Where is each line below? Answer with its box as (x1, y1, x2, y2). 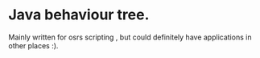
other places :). (8, 40, 59, 50)
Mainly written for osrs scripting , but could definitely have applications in (8, 32, 252, 42)
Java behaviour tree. (8, 6, 150, 24)
